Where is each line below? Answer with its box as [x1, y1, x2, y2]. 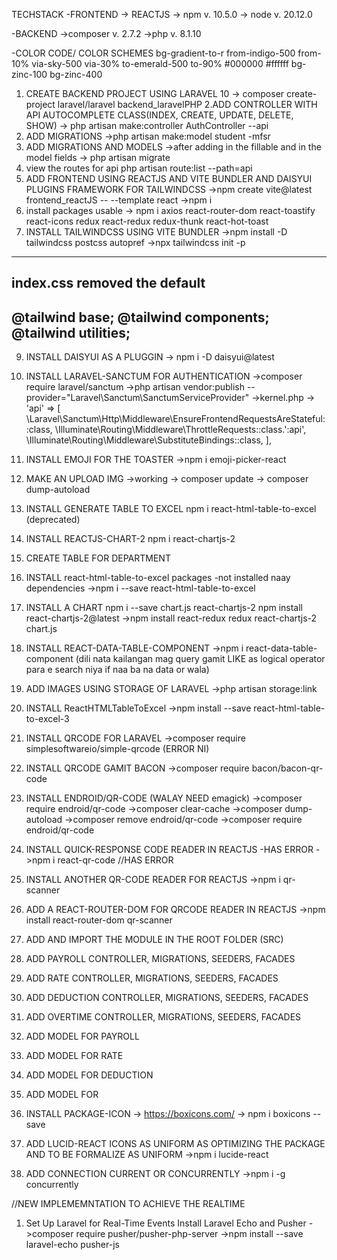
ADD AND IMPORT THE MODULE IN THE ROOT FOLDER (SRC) [25, 934, 284, 946]
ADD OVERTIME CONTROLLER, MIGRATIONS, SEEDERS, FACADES [25, 1011, 302, 1023]
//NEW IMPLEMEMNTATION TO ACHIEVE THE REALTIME [11, 1198, 246, 1210]
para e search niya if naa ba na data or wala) [25, 664, 210, 676]
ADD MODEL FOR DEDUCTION [25, 1069, 154, 1081]
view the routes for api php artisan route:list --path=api [25, 162, 253, 174]
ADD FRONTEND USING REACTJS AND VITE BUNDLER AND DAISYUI [25, 173, 313, 184]
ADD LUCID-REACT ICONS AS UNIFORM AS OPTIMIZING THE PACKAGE [25, 1138, 326, 1150]
